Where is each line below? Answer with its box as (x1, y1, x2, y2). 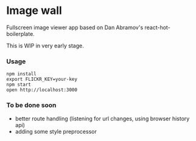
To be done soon (6, 101, 57, 109)
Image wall (6, 4, 62, 18)
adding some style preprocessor (15, 128, 97, 135)
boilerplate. (6, 30, 35, 37)
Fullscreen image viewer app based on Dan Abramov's (6, 24, 144, 31)
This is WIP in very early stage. (6, 42, 84, 49)
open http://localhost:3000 (6, 87, 78, 93)
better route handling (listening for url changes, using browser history (15, 115, 190, 122)
